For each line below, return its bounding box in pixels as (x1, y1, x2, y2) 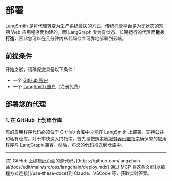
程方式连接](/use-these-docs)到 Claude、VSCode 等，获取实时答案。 (5, 170, 153, 176)
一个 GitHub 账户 (12, 77, 49, 83)
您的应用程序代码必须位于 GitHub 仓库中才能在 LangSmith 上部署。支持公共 (5, 129, 164, 135)
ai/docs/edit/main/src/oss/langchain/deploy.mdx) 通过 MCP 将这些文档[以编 (5, 164, 165, 170)
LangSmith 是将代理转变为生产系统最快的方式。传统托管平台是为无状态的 (5, 22, 160, 29)
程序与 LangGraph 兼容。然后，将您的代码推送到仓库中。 (5, 142, 125, 148)
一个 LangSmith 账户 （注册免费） (12, 83, 83, 89)
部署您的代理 (5, 100, 46, 109)
